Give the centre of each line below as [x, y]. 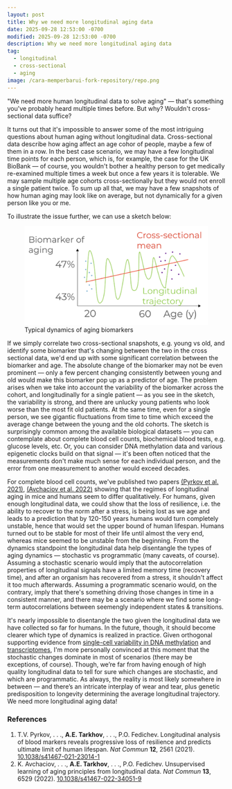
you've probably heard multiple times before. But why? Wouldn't [99, 108]
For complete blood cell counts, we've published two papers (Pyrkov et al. [113, 482]
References [27, 719]
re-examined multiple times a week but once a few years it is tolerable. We [114, 173]
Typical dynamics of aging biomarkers [79, 330]
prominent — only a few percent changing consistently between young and [115, 373]
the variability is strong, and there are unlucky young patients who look [108, 402]
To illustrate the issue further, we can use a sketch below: [89, 216]
